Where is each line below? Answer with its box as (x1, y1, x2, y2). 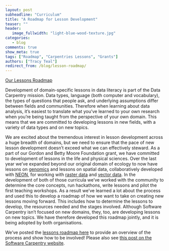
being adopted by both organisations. (5, 220, 83, 226)
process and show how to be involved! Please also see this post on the (5, 235, 152, 241)
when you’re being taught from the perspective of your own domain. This (5, 114, 157, 120)
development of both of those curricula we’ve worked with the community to (5, 177, 164, 183)
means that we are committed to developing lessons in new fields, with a (5, 119, 156, 125)
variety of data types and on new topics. (5, 124, 89, 131)
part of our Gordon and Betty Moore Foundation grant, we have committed (5, 150, 160, 156)
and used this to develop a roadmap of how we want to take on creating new (5, 193, 164, 199)
